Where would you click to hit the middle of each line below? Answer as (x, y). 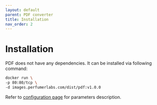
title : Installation (27, 19)
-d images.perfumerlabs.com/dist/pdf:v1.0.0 (53, 87)
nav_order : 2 (19, 24)
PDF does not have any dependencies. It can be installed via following (79, 63)
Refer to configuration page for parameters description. (63, 97)
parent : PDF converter (29, 15)
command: (17, 68)
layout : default (22, 10)
